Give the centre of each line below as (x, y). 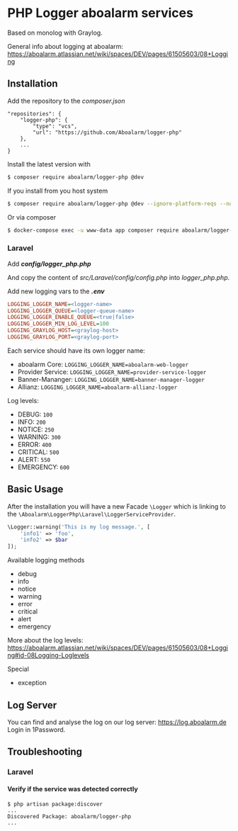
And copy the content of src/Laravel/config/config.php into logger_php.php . (119, 277)
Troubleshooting (45, 752)
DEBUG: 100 (35, 414)
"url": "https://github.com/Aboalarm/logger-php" (107, 132)
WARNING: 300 (39, 436)
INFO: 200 (32, 422)
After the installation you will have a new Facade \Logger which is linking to (117, 506)
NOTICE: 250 (36, 429)
